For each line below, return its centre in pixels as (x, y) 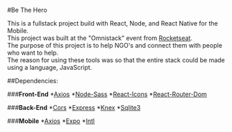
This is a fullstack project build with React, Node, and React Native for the (113, 23)
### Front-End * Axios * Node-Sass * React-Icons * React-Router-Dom (107, 94)
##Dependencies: (33, 81)
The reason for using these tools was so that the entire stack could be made (116, 60)
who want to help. (33, 53)
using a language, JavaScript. (50, 67)
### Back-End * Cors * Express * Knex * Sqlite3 (74, 107)
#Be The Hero (27, 10)
